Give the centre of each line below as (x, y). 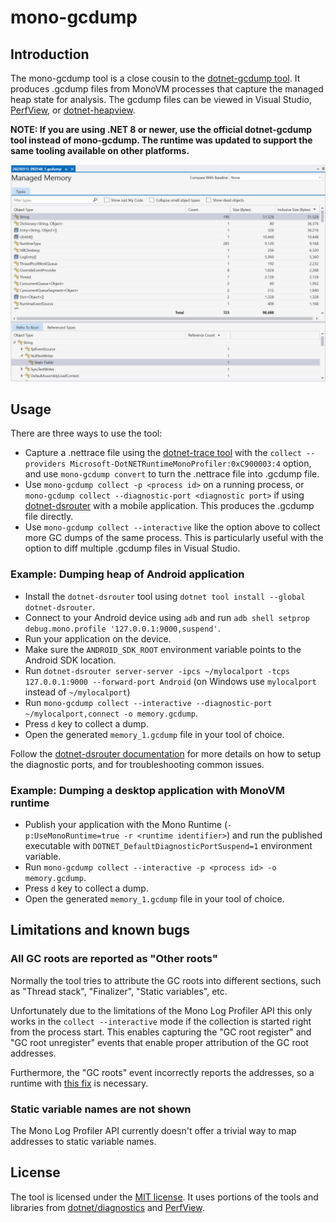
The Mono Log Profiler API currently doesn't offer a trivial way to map (153, 1130)
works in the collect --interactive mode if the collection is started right (161, 1021)
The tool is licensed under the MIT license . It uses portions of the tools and (164, 1197)
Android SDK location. (70, 660)
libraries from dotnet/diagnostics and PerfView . (107, 1207)
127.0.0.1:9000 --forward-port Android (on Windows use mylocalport (170, 681)
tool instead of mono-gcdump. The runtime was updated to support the (161, 140)
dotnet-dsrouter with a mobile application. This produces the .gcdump (169, 506)
